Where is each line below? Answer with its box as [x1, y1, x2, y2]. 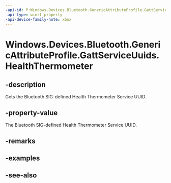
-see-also [5, 171, 37, 180]
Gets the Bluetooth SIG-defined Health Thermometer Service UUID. [5, 94, 147, 100]
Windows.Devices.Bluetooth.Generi [5, 39, 161, 50]
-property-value [5, 108, 58, 117]
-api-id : [5, 7, 24, 13]
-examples [5, 154, 40, 162]
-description [5, 80, 46, 89]
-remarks [5, 136, 36, 145]
